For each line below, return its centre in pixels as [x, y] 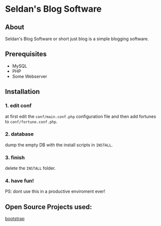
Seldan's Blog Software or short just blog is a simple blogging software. [77, 39]
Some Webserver [30, 76]
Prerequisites [26, 54]
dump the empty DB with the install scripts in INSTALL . [59, 145]
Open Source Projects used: [49, 207]
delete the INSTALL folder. [30, 168]
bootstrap [15, 219]
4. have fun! [20, 181]
